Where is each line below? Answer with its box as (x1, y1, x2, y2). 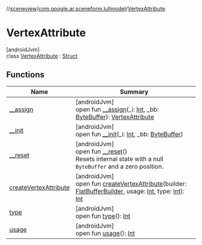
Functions (6, 70, 45, 80)
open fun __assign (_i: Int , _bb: (75, 105, 159, 113)
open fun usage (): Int (75, 229, 135, 237)
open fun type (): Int (75, 211, 130, 220)
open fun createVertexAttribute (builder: (75, 180, 187, 188)
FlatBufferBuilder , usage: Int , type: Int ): (75, 187, 185, 195)
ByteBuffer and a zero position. (75, 162, 164, 171)
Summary (120, 87, 148, 95)
